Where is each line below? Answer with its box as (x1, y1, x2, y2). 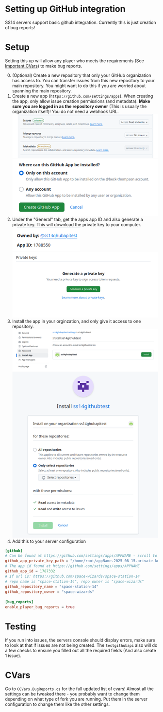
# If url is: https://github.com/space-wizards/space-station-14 (5, 574, 140, 579)
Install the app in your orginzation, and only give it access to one (12, 319, 141, 324)
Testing (5, 621, 36, 632)
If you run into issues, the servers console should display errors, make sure (5, 637, 155, 643)
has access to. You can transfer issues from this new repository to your (12, 77, 155, 83)
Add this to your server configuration (12, 538, 86, 544)
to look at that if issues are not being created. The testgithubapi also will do (5, 642, 158, 648)
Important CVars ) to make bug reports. (5, 63, 82, 69)
